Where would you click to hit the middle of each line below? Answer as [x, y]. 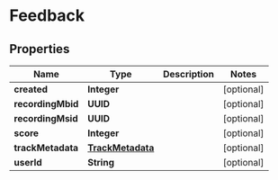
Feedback [47, 16]
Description [188, 74]
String [101, 162]
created [31, 89]
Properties [40, 49]
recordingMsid [46, 118]
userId [28, 162]
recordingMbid [46, 104]
